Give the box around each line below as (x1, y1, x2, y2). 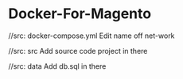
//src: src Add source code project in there (8, 46, 148, 55)
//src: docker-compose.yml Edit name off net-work (8, 31, 175, 40)
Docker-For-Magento (8, 5, 152, 23)
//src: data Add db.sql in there (8, 61, 107, 71)
